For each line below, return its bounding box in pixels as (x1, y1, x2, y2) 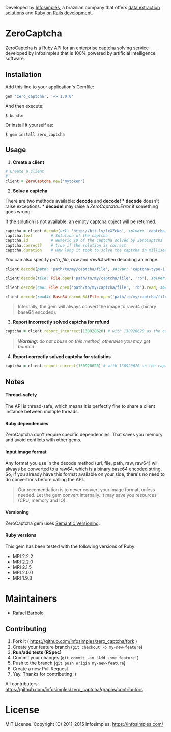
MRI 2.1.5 (12, 564, 32, 570)
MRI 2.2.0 (12, 559, 33, 565)
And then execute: (5, 103, 44, 109)
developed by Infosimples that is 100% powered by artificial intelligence (5, 50, 156, 56)
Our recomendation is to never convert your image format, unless (17, 486, 155, 493)
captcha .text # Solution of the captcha (5, 233, 108, 238)
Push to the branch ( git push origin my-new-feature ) (12, 660, 126, 666)
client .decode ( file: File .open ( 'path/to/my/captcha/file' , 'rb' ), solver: (5, 276, 167, 281)
